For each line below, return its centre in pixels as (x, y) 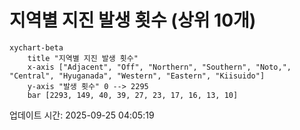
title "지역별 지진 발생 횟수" (83, 58)
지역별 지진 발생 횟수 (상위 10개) (133, 20)
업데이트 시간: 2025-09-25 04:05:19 (82, 115)
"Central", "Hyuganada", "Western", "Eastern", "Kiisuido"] (137, 76)
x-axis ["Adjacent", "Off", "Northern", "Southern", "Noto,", (159, 67)
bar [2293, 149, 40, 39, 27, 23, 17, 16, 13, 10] (133, 95)
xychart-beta (36, 47)
